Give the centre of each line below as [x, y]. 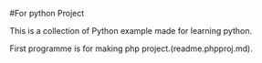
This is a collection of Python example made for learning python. [131, 31]
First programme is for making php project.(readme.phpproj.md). [131, 48]
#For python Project [47, 13]
